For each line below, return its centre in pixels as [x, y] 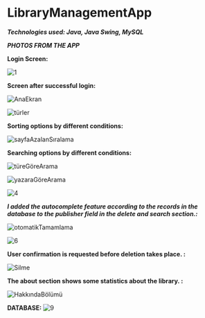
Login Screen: [28, 59]
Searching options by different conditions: [69, 152]
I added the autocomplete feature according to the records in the [103, 206]
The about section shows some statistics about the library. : [95, 281]
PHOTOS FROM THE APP [43, 45]
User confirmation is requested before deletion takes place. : [96, 254]
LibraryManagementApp [80, 13]
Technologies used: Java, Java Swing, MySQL [75, 32]
